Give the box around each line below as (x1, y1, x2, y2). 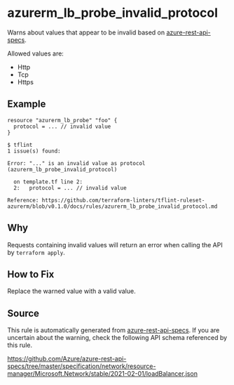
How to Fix (7, 268, 55, 280)
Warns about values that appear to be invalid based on (7, 28, 165, 37)
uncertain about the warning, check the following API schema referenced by (7, 334, 228, 342)
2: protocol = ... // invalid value (13, 184, 128, 191)
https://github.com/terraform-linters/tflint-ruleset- (41, 197, 205, 204)
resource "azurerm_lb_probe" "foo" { (7, 117, 118, 124)
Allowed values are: (7, 49, 64, 58)
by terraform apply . (7, 248, 65, 256)
